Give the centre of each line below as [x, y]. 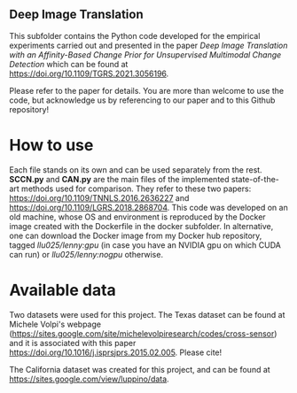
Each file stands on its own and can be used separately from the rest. [136, 170]
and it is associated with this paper [73, 343]
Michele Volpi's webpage [55, 324]
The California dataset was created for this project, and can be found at [140, 369]
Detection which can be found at [69, 64]
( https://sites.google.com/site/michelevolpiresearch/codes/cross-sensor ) [143, 333]
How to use [51, 145]
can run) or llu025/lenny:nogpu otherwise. [86, 254]
